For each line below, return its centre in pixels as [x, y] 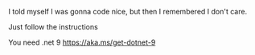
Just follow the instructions [53, 27]
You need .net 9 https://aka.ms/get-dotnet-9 [82, 42]
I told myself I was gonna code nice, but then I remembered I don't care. [128, 12]
